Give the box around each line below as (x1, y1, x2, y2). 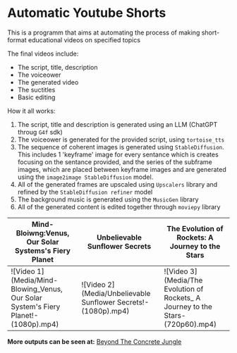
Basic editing (17, 93, 56, 101)
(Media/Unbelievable (81, 288, 151, 298)
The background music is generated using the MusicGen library (17, 195, 199, 204)
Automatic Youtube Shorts (7, 5, 166, 21)
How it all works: (7, 106, 56, 115)
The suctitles (17, 85, 56, 94)
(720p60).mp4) (164, 319, 217, 329)
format (7, 35, 27, 44)
